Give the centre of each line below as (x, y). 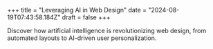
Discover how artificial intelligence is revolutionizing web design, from (107, 31)
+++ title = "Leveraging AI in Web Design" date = (77, 10)
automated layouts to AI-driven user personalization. (82, 38)
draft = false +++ (86, 17)
